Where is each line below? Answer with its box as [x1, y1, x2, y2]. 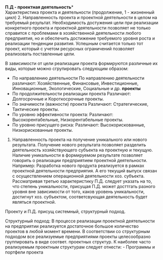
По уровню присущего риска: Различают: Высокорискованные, [12, 122, 145, 128]
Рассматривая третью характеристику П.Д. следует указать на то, [12, 178, 152, 184]
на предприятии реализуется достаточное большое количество [5, 223, 139, 229]
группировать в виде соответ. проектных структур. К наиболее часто [5, 239, 151, 244]
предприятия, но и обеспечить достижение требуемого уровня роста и [5, 35, 155, 41]
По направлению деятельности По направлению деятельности [12, 75, 145, 81]
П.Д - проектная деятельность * [5, 4, 74, 10]
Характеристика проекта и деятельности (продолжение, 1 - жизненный [5, 9, 155, 15]
